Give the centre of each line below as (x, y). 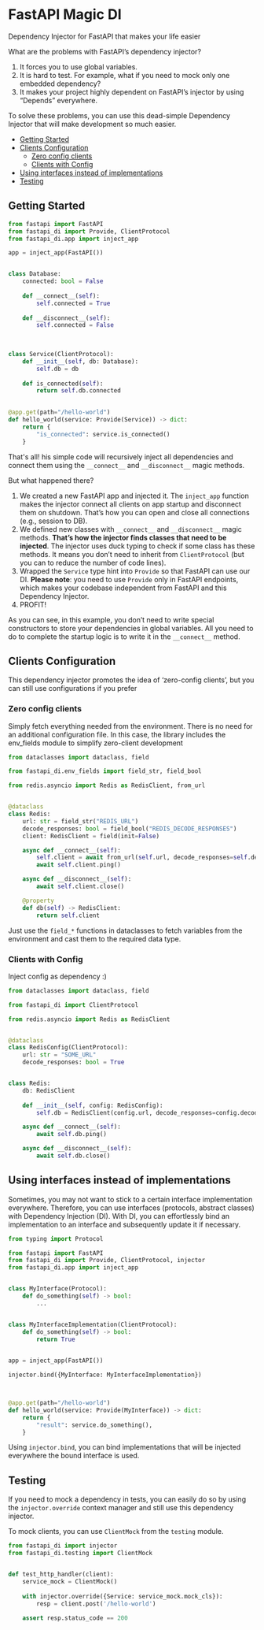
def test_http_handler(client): (61, 1574)
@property (38, 900)
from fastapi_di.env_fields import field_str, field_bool (105, 771)
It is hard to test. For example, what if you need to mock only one (125, 75)
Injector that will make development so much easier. (92, 124)
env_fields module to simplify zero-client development (95, 743)
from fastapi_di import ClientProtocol (73, 1005)
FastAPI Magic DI (65, 15)
